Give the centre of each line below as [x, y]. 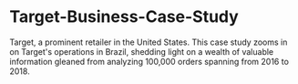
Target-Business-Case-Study [124, 17]
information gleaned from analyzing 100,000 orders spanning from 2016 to [149, 61]
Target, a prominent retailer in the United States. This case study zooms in [149, 42]
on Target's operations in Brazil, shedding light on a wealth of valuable [142, 51]
